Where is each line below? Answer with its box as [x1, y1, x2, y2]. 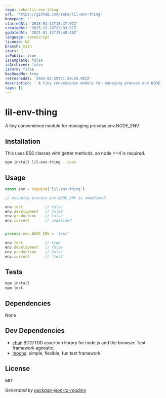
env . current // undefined [5, 218, 72, 223]
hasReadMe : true [5, 72, 39, 77]
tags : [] [5, 85, 23, 90]
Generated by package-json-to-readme [5, 387, 86, 393]
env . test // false [5, 204, 63, 209]
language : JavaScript [5, 35, 50, 40]
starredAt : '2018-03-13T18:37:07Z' [5, 21, 79, 26]
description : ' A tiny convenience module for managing [5, 80, 123, 85]
